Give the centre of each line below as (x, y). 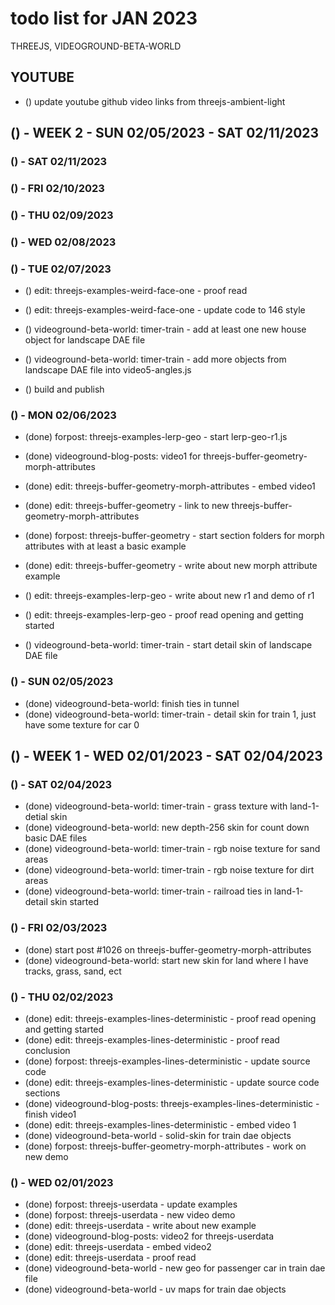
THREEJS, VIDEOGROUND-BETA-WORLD (96, 46)
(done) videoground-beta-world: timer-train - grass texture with (156, 806)
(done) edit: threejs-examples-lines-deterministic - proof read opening (170, 1018)
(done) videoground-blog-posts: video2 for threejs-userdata (149, 1236)
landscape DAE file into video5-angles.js (108, 370)
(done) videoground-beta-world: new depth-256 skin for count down (167, 828)
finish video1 (50, 1114)
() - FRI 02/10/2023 (57, 188)
